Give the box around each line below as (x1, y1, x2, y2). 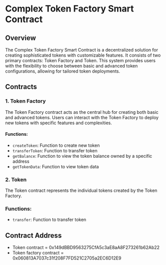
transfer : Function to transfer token (12, 216, 86, 223)
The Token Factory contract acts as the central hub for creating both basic (5, 109, 159, 115)
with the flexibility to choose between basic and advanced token (5, 63, 138, 69)
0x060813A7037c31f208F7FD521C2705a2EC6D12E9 (12, 255, 121, 261)
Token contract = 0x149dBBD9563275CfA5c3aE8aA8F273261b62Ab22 (12, 244, 160, 250)
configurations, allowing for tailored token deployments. (5, 68, 120, 74)
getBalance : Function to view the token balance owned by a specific (12, 153, 152, 159)
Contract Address (5, 231, 62, 239)
